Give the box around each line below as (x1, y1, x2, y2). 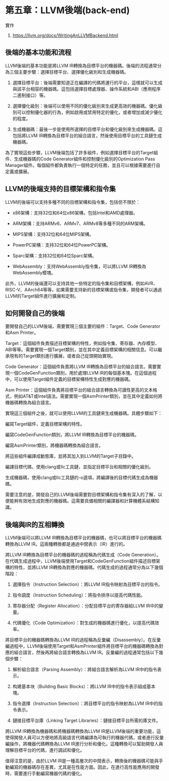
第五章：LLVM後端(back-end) (5, 5, 130, 16)
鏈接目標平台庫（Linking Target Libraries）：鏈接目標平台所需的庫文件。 (12, 717, 161, 724)
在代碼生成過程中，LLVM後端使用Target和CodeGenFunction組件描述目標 (5, 558, 156, 564)
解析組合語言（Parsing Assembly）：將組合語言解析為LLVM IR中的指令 (12, 667, 157, 673)
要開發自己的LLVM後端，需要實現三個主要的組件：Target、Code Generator (5, 323, 160, 329)
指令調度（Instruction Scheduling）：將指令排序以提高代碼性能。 (12, 592, 145, 598)
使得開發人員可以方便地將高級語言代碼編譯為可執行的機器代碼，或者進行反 (5, 735, 159, 741)
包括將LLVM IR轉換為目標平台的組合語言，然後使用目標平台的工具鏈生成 (12, 132, 162, 139)
